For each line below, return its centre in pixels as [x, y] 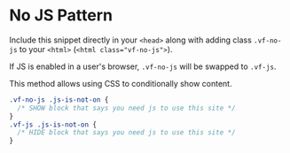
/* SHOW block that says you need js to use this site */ [127, 108]
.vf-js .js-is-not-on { [53, 125]
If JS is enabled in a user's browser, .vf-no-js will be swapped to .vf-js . [143, 66]
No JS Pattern [61, 15]
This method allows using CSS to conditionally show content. [121, 83]
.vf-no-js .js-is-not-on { [59, 99]
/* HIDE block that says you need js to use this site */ [127, 133]
